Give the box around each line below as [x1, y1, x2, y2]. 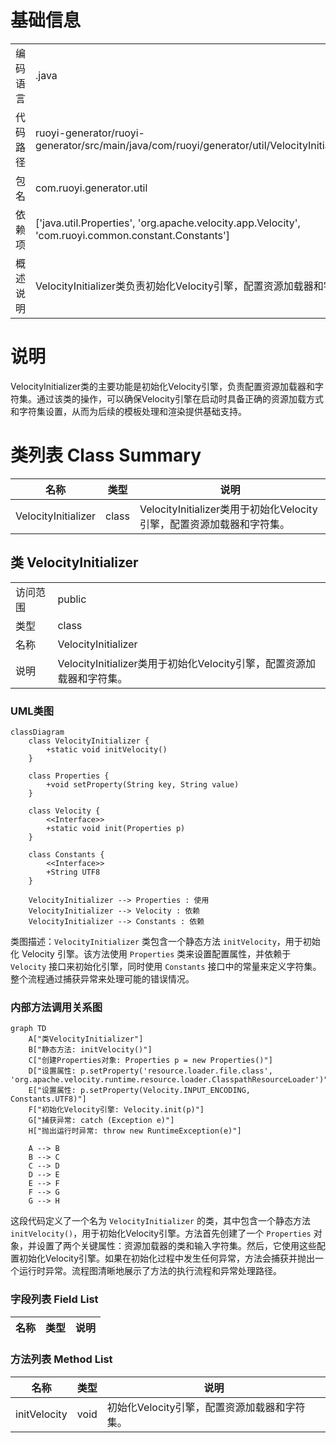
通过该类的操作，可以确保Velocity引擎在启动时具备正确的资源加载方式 [36, 392, 325, 405]
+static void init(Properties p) [46, 823, 186, 833]
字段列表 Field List [10, 1292, 99, 1306]
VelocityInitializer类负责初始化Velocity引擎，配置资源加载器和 [35, 279, 324, 293]
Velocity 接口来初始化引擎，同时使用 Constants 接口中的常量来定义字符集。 [10, 960, 322, 972]
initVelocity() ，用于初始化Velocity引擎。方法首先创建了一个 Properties [10, 1227, 312, 1240]
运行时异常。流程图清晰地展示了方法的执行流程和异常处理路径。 [18, 1265, 282, 1277]
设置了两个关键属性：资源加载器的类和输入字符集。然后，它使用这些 [36, 1240, 317, 1252]
